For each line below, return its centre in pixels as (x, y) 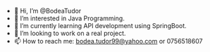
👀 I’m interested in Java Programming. (69, 18)
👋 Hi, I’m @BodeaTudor (48, 11)
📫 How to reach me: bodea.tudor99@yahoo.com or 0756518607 (108, 41)
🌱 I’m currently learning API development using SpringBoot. (100, 26)
